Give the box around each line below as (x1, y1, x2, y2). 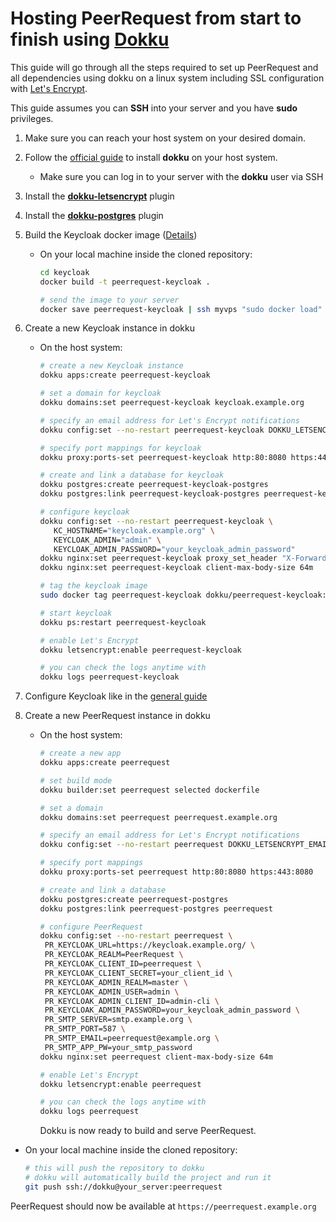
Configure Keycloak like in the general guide (24, 690, 208, 702)
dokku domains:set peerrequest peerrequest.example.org (39, 812, 278, 822)
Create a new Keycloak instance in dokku (24, 322, 196, 334)
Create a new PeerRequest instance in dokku (24, 710, 211, 722)
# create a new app (39, 748, 122, 759)
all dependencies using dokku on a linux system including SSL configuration (10, 72, 325, 84)
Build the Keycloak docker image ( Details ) (24, 228, 198, 241)
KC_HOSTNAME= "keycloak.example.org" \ (53, 525, 215, 536)
